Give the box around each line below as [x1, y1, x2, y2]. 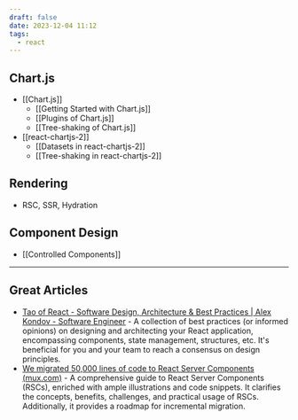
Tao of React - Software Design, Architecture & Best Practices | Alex [21, 307, 272, 317]
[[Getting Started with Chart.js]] [35, 104, 151, 114]
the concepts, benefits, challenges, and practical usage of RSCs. [21, 391, 259, 401]
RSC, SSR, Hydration [21, 199, 98, 210]
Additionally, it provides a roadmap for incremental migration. [21, 401, 246, 411]
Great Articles [9, 283, 89, 298]
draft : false [9, 12, 58, 22]
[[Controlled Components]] [21, 249, 122, 260]
